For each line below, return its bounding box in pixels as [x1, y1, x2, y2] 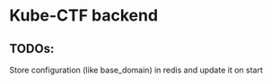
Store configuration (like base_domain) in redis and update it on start [9, 64, 263, 75]
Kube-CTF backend [9, 5, 159, 26]
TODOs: [9, 41, 55, 56]
